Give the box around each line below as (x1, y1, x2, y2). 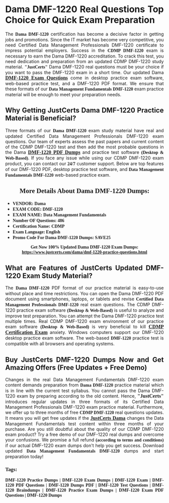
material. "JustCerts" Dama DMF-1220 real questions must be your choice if (5, 64, 164, 70)
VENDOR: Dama (12, 201, 46, 206)
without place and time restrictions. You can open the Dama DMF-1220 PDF (5, 291, 164, 297)
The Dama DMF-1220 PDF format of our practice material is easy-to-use (5, 285, 164, 291)
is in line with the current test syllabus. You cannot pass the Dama (5, 387, 150, 394)
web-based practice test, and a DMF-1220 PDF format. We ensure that (5, 80, 164, 86)
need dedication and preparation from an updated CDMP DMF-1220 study (5, 58, 164, 64)
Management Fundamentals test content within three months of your (5, 421, 164, 427)
